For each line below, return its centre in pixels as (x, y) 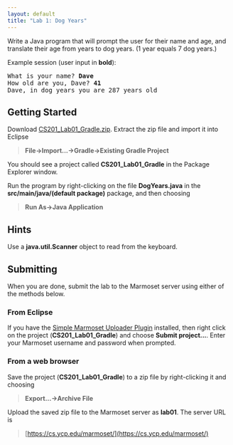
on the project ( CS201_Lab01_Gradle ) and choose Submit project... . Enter (116, 335)
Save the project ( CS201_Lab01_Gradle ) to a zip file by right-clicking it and (117, 377)
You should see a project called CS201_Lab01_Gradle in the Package (108, 164)
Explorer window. (33, 172)
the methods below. (36, 293)
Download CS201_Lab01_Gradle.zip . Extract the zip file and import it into (113, 130)
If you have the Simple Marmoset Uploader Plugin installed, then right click (116, 328)
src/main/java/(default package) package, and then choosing (99, 194)
